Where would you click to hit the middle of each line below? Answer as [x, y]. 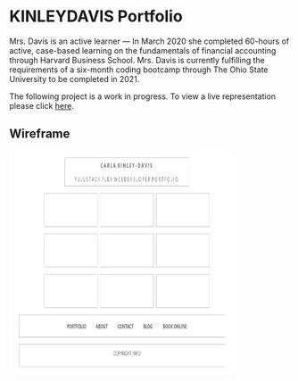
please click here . [41, 105]
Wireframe [40, 134]
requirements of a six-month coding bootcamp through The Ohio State [139, 70]
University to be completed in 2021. [74, 79]
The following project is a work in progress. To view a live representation [143, 96]
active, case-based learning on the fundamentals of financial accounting [143, 50]
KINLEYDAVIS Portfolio [96, 17]
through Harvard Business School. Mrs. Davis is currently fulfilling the [137, 60]
